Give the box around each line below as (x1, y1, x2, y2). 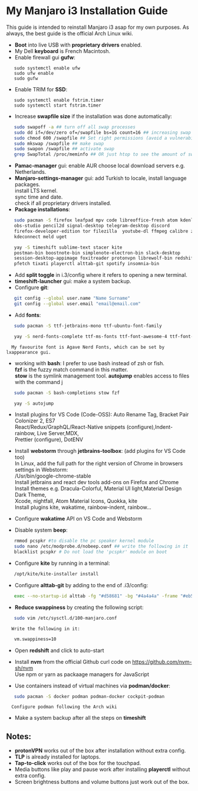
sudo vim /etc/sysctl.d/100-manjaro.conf (14, 615, 117, 621)
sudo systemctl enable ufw (14, 65, 81, 71)
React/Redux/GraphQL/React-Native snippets (14, 423, 126, 431)
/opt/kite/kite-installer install (14, 571, 99, 577)
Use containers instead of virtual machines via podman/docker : (14, 682, 171, 689)
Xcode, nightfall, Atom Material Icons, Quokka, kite (14, 498, 137, 505)
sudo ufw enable (14, 70, 54, 76)
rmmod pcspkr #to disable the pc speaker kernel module (14, 538, 154, 544)
